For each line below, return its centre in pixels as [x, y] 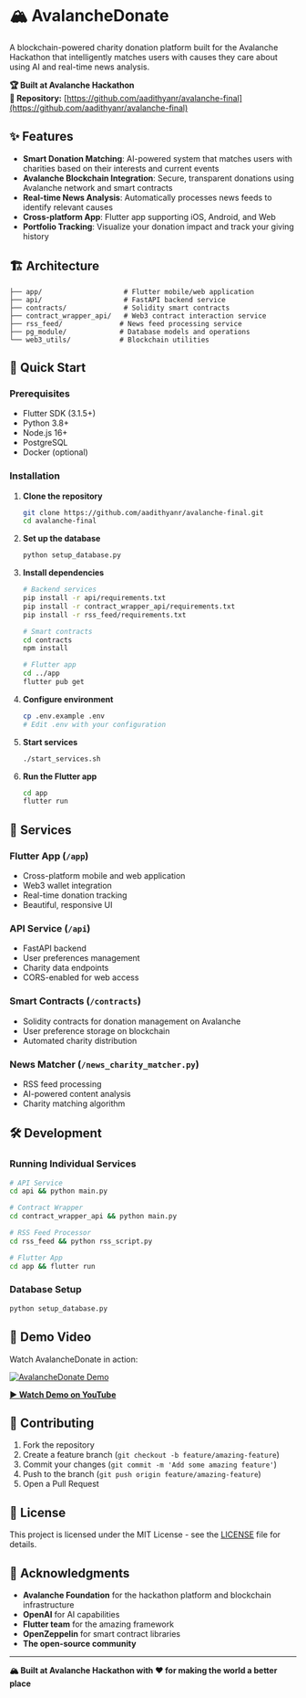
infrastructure [48, 1604]
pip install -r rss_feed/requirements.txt [104, 615]
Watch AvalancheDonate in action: [74, 1359]
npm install [45, 649]
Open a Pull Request [61, 1484]
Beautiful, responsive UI [67, 904]
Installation [35, 476]
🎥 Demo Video [51, 1337]
